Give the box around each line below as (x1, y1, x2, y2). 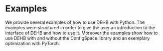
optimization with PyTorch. (5, 40, 60, 46)
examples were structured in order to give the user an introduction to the (5, 24, 155, 30)
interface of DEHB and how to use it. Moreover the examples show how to (5, 30, 158, 36)
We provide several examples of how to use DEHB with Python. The (5, 19, 145, 25)
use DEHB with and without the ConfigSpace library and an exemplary (5, 35, 150, 41)
